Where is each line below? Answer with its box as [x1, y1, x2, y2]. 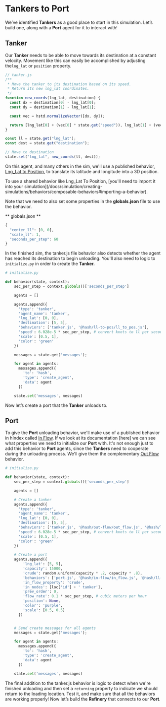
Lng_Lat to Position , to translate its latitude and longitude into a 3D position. [5, 168, 159, 174]
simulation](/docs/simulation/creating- [24, 183, 103, 189]
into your [5, 183, 23, 189]
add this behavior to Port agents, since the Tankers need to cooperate [5, 446, 149, 451]
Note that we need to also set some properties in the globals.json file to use [5, 198, 161, 204]
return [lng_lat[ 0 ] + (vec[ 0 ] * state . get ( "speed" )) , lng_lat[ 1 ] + [9, 123, 152, 128]
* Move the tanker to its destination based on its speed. [7, 81, 132, 87]
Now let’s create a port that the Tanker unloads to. [5, 402, 108, 408]
